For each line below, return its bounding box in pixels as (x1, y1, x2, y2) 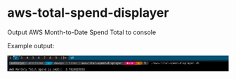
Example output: (7, 41, 55, 50)
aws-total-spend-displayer (7, 5, 169, 21)
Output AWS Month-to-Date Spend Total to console (7, 28, 157, 36)
